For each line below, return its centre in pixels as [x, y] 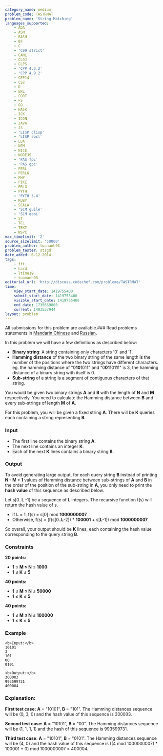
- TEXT [20, 228]
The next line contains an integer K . [48, 446]
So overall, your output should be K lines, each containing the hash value [79, 529]
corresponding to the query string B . [42, 534]
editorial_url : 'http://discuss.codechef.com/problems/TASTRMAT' [73, 282]
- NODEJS [23, 155]
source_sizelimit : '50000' [32, 241]
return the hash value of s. [31, 505]
